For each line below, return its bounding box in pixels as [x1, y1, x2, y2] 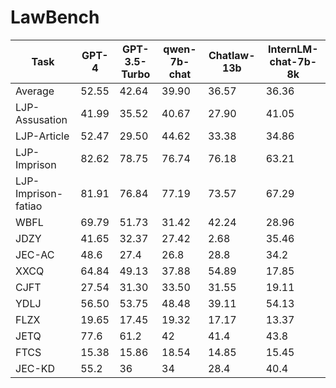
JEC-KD [15, 361, 56, 375]
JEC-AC [15, 247, 55, 261]
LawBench [10, 6, 100, 29]
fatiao [15, 199, 43, 213]
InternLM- [268, 42, 319, 56]
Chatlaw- [208, 48, 256, 62]
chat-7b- [269, 54, 318, 68]
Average [15, 84, 55, 98]
